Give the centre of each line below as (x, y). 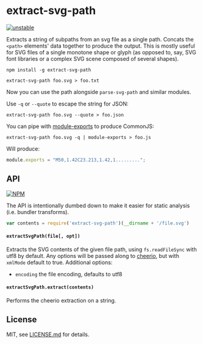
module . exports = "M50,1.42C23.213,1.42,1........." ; (76, 160)
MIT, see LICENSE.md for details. (48, 334)
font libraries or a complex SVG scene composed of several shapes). (93, 59)
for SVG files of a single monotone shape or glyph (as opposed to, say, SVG (101, 52)
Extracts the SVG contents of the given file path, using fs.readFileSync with (101, 249)
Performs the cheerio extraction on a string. (61, 300)
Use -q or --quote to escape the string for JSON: (68, 104)
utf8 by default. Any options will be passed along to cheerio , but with (93, 256)
